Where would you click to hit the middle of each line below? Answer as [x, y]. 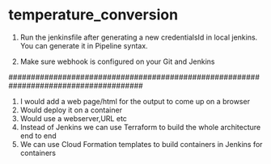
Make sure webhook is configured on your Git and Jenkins [117, 61]
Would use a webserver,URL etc [74, 118]
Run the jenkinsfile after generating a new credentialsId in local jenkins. [139, 37]
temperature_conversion [93, 15]
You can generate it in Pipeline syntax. [84, 45]
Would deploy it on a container [71, 110]
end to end [38, 136]
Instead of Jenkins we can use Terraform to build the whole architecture [140, 127]
